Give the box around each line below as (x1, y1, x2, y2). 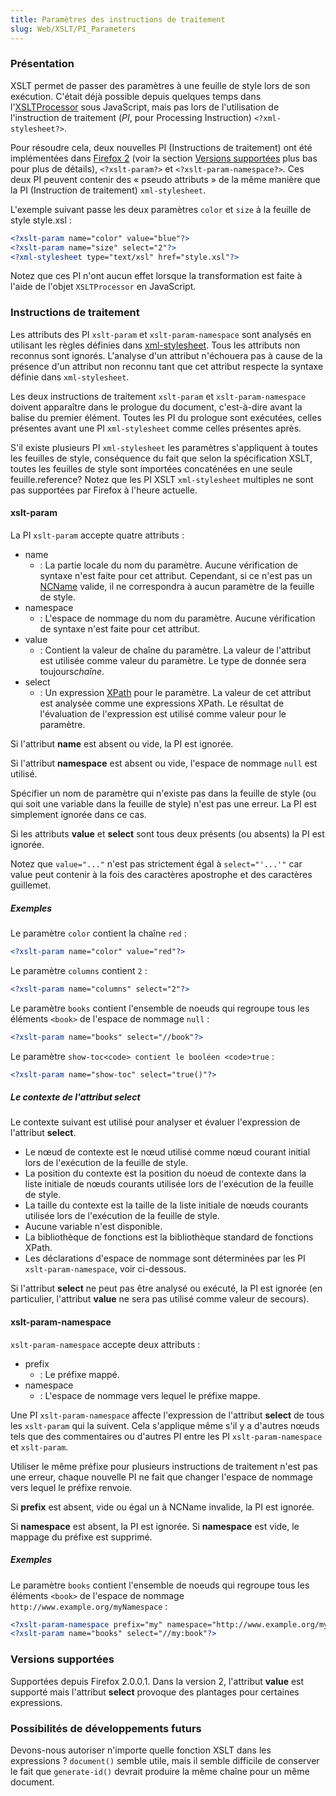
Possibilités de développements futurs (10, 1721, 202, 1735)
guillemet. (10, 879, 52, 891)
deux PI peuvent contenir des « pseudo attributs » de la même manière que (10, 173, 321, 185)
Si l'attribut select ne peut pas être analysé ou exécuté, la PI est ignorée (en (10, 1282, 323, 1295)
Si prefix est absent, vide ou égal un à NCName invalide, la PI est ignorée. (10, 1501, 315, 1513)
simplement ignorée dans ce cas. (10, 808, 147, 820)
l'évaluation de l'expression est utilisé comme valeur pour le (39, 707, 287, 720)
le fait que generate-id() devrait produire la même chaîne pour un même (10, 1765, 310, 1777)
